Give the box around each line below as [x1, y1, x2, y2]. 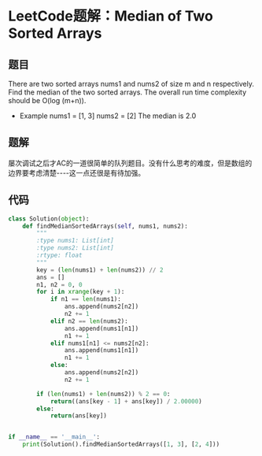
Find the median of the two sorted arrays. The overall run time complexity [8, 87, 246, 97]
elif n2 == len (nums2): [50, 317, 128, 325]
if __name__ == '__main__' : [8, 433, 101, 441]
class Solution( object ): [8, 214, 90, 223]
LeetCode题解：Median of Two [8, 7, 214, 25]
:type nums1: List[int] [36, 237, 114, 245]
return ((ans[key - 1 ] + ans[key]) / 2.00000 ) [50, 397, 202, 406]
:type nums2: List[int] [36, 244, 114, 252]
